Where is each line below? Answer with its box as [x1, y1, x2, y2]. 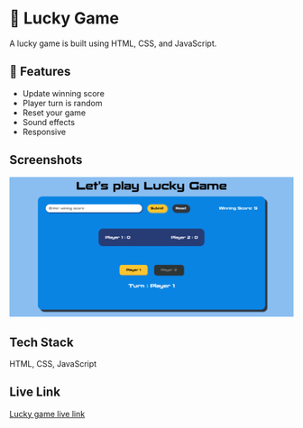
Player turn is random [22, 97, 103, 108]
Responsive [22, 126, 66, 137]
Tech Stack [9, 334, 74, 350]
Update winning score [22, 87, 106, 98]
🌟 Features [9, 64, 71, 79]
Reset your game [22, 107, 87, 118]
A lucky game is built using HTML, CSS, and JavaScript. [9, 38, 217, 49]
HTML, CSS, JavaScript [9, 358, 97, 369]
